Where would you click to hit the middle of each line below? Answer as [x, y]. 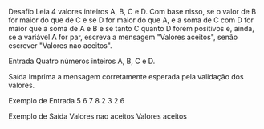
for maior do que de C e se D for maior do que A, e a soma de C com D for [131, 20]
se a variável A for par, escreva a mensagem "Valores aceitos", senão [123, 37]
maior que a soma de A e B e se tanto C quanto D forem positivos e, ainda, [132, 28]
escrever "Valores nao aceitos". [60, 46]
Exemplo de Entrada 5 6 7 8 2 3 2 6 [67, 101]
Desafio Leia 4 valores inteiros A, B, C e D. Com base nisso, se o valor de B [132, 12]
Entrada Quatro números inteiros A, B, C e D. [82, 61]
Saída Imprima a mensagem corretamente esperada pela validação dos [126, 77]
